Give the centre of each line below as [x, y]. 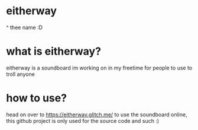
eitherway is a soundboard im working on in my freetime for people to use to [99, 68]
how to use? [36, 98]
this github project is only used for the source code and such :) [83, 121]
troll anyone [21, 74]
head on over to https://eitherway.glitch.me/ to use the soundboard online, [97, 115]
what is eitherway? [54, 51]
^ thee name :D [25, 27]
